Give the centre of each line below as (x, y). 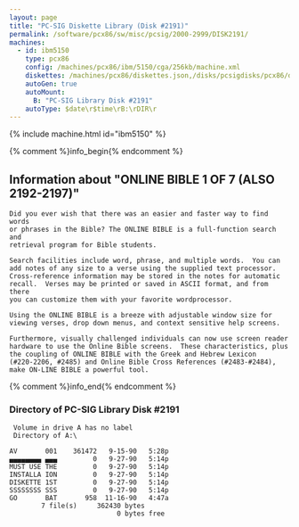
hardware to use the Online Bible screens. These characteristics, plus (149, 347)
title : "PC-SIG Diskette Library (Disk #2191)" (99, 26)
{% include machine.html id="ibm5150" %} (88, 134)
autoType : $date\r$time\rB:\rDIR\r (91, 109)
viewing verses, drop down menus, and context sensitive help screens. (145, 323)
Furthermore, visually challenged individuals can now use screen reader (149, 339)
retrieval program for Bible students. (83, 245)
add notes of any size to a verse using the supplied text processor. (143, 268)
